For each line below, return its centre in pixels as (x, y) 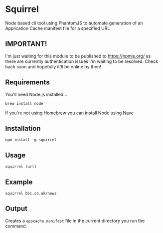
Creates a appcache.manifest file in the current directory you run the (75, 221)
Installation (23, 128)
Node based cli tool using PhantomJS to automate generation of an (74, 23)
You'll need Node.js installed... (36, 94)
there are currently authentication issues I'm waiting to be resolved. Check (82, 61)
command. (16, 226)
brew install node (24, 103)
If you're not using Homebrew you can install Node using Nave (69, 113)
